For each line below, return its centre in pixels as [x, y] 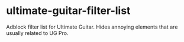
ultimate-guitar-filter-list [68, 11]
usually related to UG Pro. [38, 33]
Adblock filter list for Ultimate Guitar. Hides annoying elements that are [92, 27]
